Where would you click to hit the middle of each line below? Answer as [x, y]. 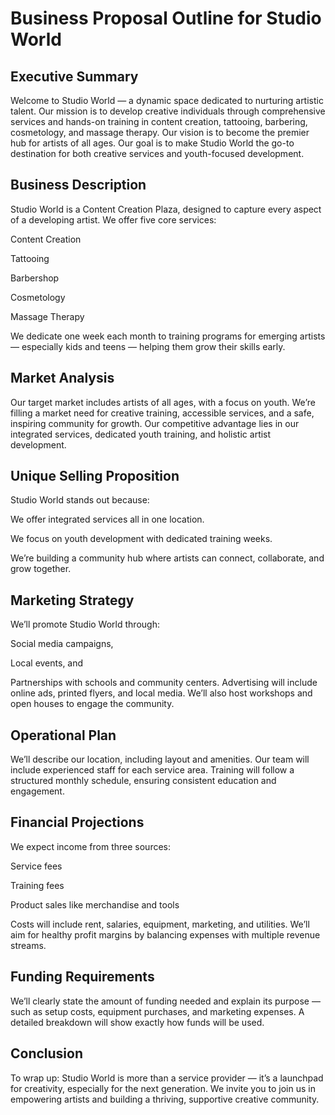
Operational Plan [63, 735]
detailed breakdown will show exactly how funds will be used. [137, 1022]
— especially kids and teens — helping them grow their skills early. [148, 346]
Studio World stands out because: [80, 500]
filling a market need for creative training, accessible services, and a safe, [162, 413]
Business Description [78, 185]
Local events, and [47, 663]
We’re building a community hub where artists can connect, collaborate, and [167, 558]
